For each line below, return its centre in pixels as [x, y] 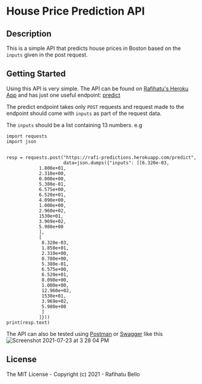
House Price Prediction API [76, 11]
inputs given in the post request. [47, 55]
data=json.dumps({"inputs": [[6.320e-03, [116, 162]
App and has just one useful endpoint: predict [63, 95]
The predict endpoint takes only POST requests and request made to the [95, 106]
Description [29, 34]
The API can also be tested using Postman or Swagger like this [85, 333]
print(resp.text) [28, 323]
